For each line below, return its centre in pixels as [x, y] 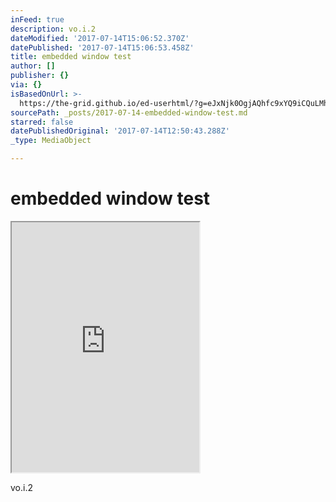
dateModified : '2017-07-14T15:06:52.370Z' [100, 38]
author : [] [33, 66]
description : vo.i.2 [53, 29]
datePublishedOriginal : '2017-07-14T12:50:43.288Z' [120, 131]
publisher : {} [40, 76]
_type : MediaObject [51, 141]
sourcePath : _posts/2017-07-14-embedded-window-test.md [129, 112]
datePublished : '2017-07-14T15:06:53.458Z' [102, 47]
